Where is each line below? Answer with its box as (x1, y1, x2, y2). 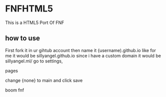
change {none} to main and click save (5, 77, 83, 83)
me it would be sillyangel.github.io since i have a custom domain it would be (5, 52, 161, 58)
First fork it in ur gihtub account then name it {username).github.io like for (5, 47, 156, 53)
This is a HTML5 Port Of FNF (5, 19, 64, 25)
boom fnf (5, 87, 24, 93)
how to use (5, 34, 40, 42)
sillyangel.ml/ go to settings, (5, 58, 63, 64)
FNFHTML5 (5, 3, 53, 14)
